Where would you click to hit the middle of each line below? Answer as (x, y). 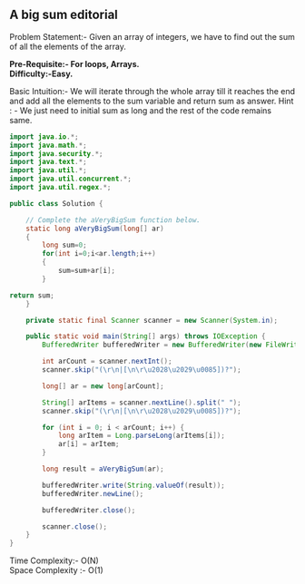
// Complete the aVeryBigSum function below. (113, 220)
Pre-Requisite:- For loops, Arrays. (74, 63)
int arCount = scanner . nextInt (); (107, 362)
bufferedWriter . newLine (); (93, 493)
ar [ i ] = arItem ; (89, 444)
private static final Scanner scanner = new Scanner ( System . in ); (152, 320)
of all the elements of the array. (68, 46)
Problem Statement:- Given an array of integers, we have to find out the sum (152, 36)
